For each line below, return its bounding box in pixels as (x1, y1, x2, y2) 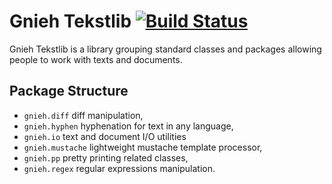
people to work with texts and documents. (9, 53, 183, 65)
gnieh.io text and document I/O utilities (23, 130, 187, 142)
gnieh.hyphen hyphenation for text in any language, (23, 120, 234, 132)
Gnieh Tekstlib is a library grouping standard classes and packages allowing (9, 43, 322, 55)
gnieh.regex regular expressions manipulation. (23, 162, 216, 174)
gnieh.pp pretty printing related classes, (23, 151, 189, 164)
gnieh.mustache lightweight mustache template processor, (23, 141, 263, 153)
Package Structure (9, 83, 129, 100)
